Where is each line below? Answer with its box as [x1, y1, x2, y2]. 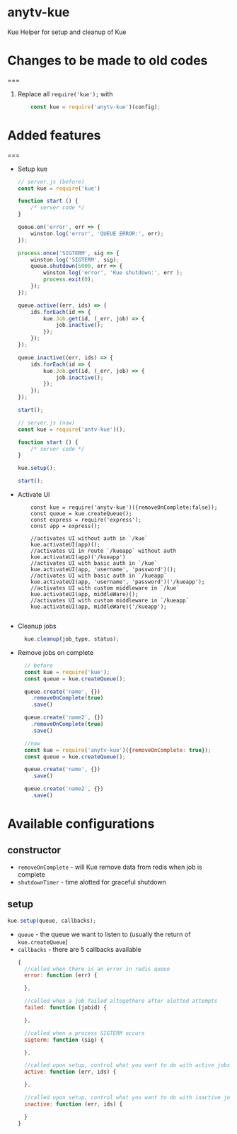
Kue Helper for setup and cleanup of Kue [7, 28, 127, 36]
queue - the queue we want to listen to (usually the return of [17, 930, 191, 938]
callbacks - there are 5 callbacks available [17, 945, 141, 953]
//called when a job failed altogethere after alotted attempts [24, 997, 218, 1005]
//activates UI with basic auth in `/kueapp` [30, 572, 168, 580]
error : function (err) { [24, 972, 98, 979]
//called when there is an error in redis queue [24, 965, 170, 972]
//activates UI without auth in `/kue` [30, 535, 149, 542]
